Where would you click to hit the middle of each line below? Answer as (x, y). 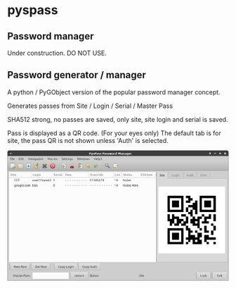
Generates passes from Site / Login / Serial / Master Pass (90, 106)
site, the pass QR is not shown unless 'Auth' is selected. (88, 140)
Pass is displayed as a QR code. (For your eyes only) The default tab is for (114, 133)
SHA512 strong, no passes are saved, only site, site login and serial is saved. (118, 119)
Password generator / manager (77, 75)
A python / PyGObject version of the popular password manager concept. (114, 92)
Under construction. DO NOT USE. (57, 53)
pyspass (33, 10)
